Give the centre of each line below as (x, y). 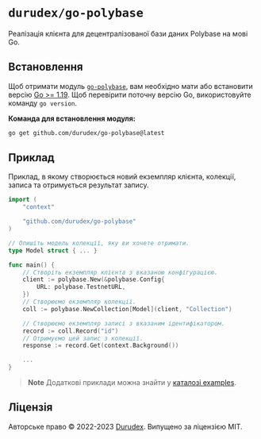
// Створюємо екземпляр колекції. (79, 302)
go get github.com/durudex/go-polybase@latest (86, 133)
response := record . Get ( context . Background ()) (101, 346)
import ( (23, 200)
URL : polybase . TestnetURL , (81, 287)
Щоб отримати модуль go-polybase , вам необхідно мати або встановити (131, 86)
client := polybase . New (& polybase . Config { (94, 279)
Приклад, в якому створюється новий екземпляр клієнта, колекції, (122, 177)
